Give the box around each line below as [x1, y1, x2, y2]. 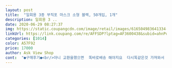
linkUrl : [5, 31, 24, 36]
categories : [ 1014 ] [5, 36, 47, 41]
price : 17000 [5, 46, 33, 51]
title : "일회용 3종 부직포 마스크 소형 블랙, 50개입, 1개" [5, 12, 118, 17]
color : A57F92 [5, 41, 36, 46]
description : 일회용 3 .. [5, 17, 57, 22]
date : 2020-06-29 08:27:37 [5, 21, 63, 27]
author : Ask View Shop [5, 50, 54, 55]
